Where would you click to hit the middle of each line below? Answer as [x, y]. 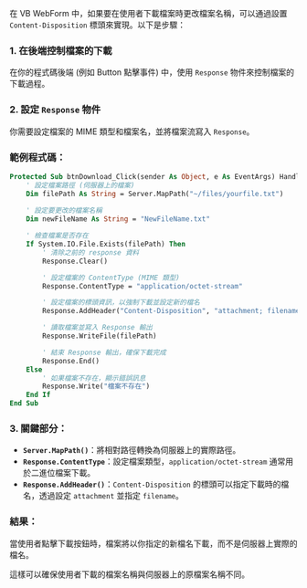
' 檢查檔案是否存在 [58, 236]
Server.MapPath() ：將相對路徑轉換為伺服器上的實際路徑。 [132, 450]
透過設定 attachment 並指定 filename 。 [111, 496]
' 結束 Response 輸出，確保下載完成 [104, 352]
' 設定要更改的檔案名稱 [64, 211]
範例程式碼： [38, 157]
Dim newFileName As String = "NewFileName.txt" [118, 219]
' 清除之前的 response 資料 [91, 252]
